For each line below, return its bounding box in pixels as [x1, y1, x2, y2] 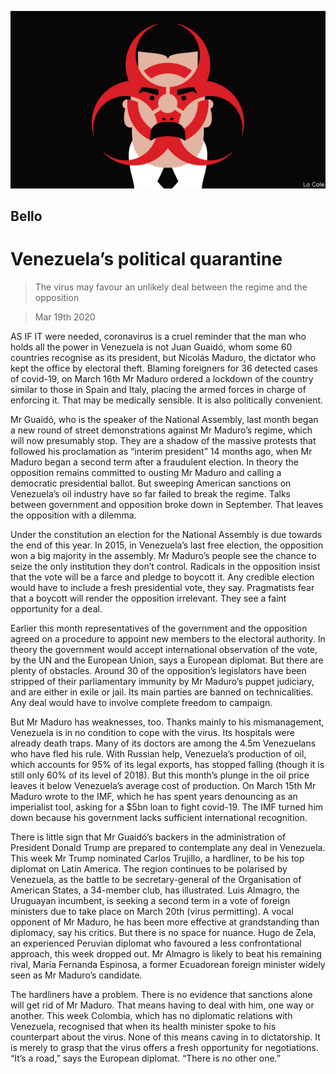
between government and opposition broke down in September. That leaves [10, 498, 323, 510]
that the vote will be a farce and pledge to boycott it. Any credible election [10, 571, 315, 583]
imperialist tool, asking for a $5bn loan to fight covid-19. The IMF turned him [10, 801, 324, 813]
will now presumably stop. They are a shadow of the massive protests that [10, 434, 317, 446]
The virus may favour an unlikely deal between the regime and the [34, 281, 308, 293]
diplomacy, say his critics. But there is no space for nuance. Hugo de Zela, [10, 926, 317, 938]
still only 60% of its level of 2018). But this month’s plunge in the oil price [10, 769, 310, 781]
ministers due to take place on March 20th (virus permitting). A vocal [10, 905, 294, 917]
